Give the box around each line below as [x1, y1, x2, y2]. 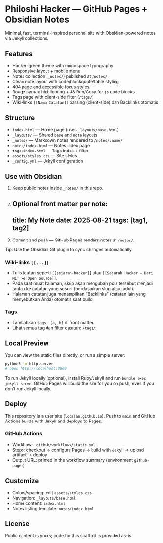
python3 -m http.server [5, 362, 54, 366]
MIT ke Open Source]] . [12, 275, 58, 281]
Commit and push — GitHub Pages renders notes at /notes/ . [12, 237, 135, 243]
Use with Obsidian [5, 172, 62, 181]
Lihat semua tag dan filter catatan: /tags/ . [12, 325, 97, 331]
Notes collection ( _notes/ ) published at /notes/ [12, 73, 108, 79]
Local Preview [5, 339, 49, 347]
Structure [5, 114, 35, 122]
